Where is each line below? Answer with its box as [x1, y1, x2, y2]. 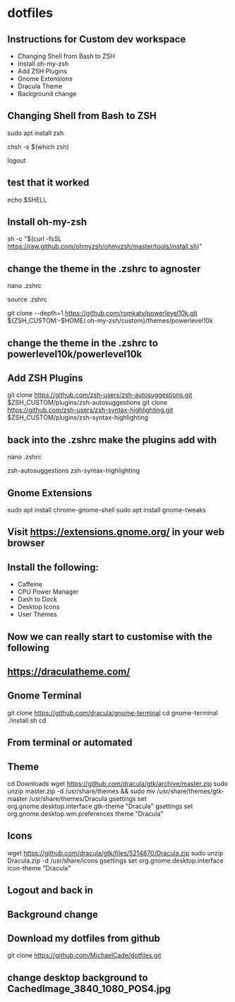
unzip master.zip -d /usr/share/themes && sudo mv [7, 787, 155, 795]
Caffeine [17, 580, 43, 589]
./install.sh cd [7, 716, 47, 725]
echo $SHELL [7, 195, 47, 204]
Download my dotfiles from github [7, 933, 161, 945]
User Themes [17, 610, 58, 618]
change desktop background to [7, 972, 148, 984]
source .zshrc [7, 295, 47, 304]
